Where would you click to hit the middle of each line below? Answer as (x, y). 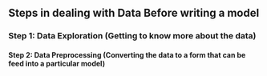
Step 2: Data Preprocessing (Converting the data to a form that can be (127, 54)
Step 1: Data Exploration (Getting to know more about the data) (132, 36)
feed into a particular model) (57, 63)
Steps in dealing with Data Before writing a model (134, 13)
